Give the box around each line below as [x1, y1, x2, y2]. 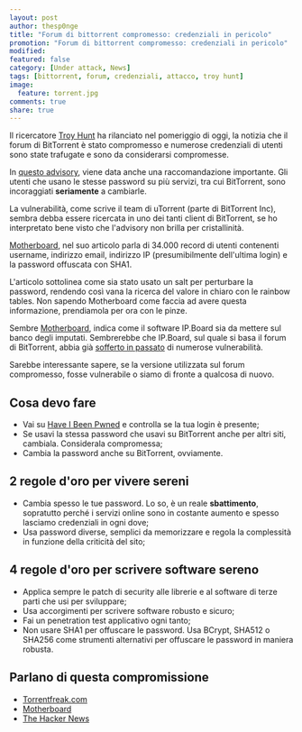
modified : [9, 47, 47, 56]
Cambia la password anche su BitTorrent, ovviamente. [22, 448, 224, 459]
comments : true [9, 96, 67, 106]
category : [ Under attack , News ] [9, 64, 131, 73]
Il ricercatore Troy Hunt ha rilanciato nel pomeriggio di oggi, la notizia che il [9, 130, 288, 141]
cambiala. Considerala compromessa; [22, 438, 163, 449]
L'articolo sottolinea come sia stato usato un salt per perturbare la [9, 277, 254, 288]
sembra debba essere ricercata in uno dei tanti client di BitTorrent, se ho [9, 213, 278, 224]
